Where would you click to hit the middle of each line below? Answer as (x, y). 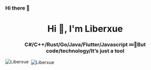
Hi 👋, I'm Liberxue (85, 29)
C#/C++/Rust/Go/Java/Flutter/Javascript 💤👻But (85, 45)
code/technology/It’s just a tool (85, 51)
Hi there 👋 (18, 8)
